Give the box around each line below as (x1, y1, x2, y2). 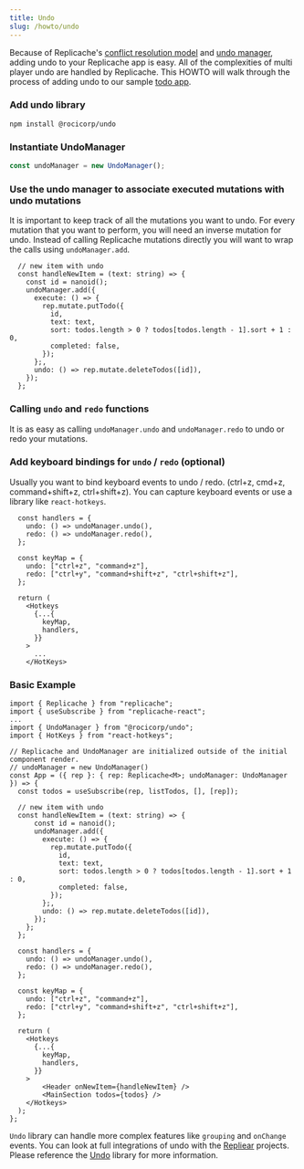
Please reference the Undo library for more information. (9, 1150, 219, 1161)
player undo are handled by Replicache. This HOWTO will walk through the (9, 66, 290, 78)
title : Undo (9, 13, 55, 23)
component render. (9, 755, 79, 765)
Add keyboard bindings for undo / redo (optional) (9, 455, 225, 468)
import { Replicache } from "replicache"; (9, 699, 173, 708)
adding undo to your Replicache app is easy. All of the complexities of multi (9, 57, 293, 68)
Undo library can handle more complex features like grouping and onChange (9, 1131, 287, 1142)
